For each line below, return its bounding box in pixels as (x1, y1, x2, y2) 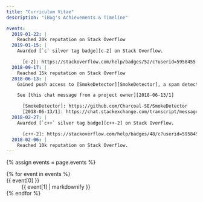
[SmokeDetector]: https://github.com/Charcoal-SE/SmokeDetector (22, 103, 188, 109)
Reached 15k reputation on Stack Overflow (17, 70, 126, 76)
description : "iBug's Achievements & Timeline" (6, 15, 129, 21)
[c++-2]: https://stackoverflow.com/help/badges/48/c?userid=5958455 (22, 131, 201, 137)
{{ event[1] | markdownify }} (21, 183, 91, 191)
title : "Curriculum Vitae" (6, 8, 74, 15)
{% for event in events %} (6, 171, 71, 178)
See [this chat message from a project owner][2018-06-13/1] (17, 92, 174, 99)
